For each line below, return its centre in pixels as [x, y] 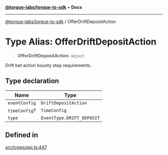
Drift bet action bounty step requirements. [48, 65]
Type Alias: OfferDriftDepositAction [81, 42]
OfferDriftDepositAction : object [51, 55]
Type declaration [32, 81]
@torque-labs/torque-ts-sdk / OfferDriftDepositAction [61, 21]
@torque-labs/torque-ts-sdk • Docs [44, 7]
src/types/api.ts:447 [26, 147]
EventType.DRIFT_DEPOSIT [70, 118]
